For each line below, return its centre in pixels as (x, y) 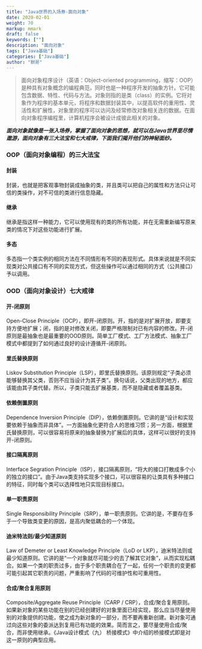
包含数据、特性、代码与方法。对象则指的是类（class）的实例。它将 (104, 95)
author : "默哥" (24, 62)
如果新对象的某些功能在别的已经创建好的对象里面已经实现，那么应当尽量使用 (101, 610)
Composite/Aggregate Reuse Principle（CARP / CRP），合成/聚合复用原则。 (99, 603)
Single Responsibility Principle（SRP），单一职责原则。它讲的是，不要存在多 (100, 513)
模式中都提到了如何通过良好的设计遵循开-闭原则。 (68, 343)
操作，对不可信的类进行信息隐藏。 (64, 192)
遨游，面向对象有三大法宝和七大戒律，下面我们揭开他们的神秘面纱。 (90, 138)
